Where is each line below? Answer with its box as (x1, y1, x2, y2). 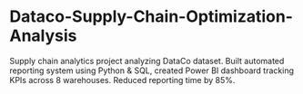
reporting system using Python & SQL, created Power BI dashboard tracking (9, 65, 294, 76)
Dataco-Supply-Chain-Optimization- (9, 6, 294, 27)
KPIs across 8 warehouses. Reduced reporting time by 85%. (9, 74, 236, 85)
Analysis (9, 25, 77, 46)
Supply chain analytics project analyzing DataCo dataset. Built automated (9, 55, 285, 66)
